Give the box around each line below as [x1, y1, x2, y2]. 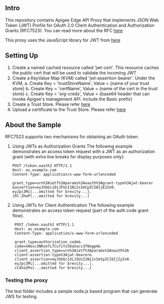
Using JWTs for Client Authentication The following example [12, 202, 134, 208]
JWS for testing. [5, 293, 38, 299]
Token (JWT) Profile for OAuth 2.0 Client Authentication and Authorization [5, 22, 155, 28]
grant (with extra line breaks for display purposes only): [12, 154, 125, 160]
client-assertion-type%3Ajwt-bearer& [14, 253, 92, 258]
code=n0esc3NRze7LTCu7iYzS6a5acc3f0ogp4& [14, 244, 101, 249]
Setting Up [5, 51, 38, 60]
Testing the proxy [5, 277, 48, 284]
